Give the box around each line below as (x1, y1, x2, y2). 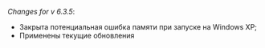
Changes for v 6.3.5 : (7, 7, 75, 16)
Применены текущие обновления (18, 31, 135, 40)
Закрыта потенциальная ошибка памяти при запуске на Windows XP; (18, 22, 258, 31)
